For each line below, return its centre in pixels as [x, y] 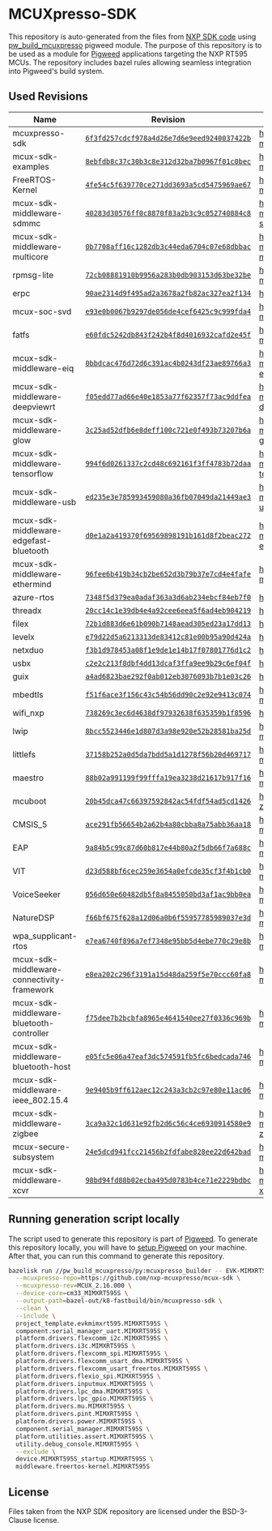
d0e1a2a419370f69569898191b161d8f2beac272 [168, 535]
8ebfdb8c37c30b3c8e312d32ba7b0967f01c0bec [168, 161]
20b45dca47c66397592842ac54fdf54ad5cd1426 [168, 801]
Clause [20, 1520]
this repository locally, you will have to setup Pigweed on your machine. [127, 1247]
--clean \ [32, 1308]
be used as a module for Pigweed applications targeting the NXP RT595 [128, 54]
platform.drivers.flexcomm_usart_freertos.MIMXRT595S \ [112, 1368]
